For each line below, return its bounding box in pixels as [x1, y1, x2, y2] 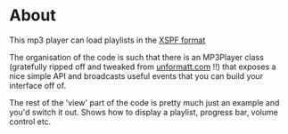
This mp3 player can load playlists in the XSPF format [9, 35, 206, 45]
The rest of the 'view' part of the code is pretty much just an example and [9, 97, 280, 107]
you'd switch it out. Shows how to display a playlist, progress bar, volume [9, 106, 278, 117]
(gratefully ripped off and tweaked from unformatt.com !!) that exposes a [9, 61, 276, 72]
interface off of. [9, 80, 67, 91]
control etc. [9, 116, 52, 127]
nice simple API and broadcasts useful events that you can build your [9, 70, 264, 81]
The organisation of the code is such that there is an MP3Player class [9, 51, 265, 62]
